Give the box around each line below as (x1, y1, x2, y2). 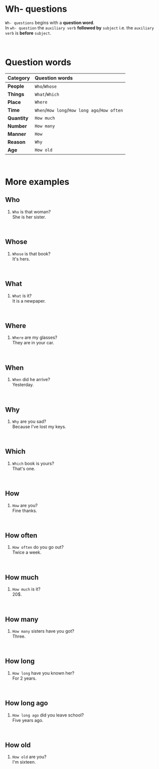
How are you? (12, 502, 38, 508)
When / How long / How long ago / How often (34, 106, 124, 113)
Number (7, 123, 27, 129)
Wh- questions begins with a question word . (5, 20, 95, 26)
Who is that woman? (12, 208, 51, 214)
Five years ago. (12, 717, 44, 723)
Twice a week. (12, 549, 42, 555)
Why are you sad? (12, 418, 47, 424)
